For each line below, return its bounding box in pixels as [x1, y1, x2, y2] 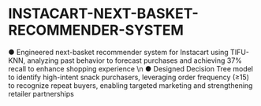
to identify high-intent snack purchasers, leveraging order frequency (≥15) [8, 72, 250, 82]
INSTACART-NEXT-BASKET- [8, 5, 199, 23]
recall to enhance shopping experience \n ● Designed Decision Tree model [8, 64, 254, 73]
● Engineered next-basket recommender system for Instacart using [8, 47, 229, 57]
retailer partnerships [8, 89, 75, 98]
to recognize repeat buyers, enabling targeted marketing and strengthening [8, 80, 253, 90]
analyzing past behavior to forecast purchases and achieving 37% [27, 56, 243, 65]
